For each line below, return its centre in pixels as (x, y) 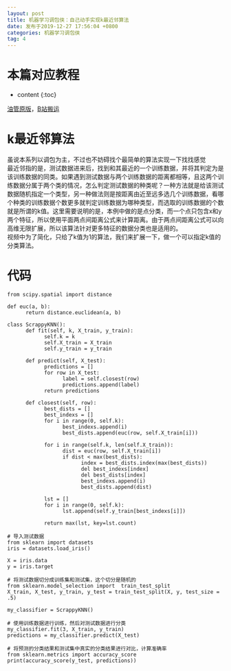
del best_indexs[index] (115, 469)
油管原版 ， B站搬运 (33, 109)
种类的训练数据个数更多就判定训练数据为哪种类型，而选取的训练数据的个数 (118, 202)
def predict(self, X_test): (66, 361)
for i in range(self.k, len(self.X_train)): (109, 445)
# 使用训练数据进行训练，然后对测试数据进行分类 (66, 623)
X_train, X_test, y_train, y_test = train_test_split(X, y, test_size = (113, 592)
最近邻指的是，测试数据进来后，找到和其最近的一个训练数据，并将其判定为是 (115, 168)
